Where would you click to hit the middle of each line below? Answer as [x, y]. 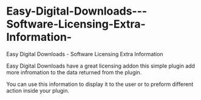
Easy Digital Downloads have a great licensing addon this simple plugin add [101, 66]
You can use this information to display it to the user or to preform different [100, 84]
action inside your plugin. [38, 90]
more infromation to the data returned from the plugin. [74, 72]
